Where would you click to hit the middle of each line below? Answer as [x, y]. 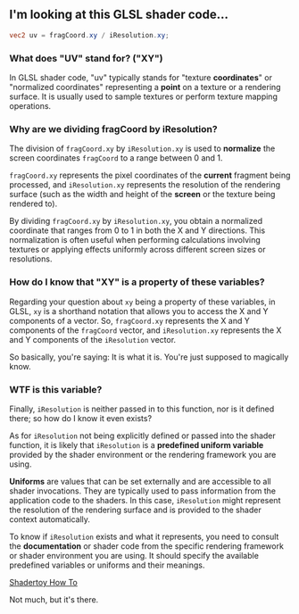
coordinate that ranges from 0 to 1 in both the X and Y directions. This [137, 230]
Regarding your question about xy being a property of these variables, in [142, 302]
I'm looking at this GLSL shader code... [119, 15]
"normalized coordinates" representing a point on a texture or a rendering [145, 87]
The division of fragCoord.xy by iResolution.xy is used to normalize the [142, 149]
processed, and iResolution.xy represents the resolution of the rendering [145, 185]
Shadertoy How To [43, 582]
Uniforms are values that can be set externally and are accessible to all [140, 481]
